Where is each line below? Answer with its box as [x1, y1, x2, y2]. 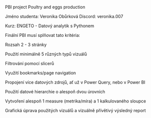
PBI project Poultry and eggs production [5, 4, 85, 10]
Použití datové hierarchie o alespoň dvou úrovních [5, 89, 105, 94]
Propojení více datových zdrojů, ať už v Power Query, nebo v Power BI [5, 80, 146, 85]
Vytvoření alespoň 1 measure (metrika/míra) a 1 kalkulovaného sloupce [5, 98, 147, 104]
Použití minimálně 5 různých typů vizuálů [5, 51, 87, 57]
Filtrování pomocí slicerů [5, 61, 54, 66]
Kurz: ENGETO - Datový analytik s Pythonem [5, 23, 95, 29]
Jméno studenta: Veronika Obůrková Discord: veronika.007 [5, 14, 123, 19]
